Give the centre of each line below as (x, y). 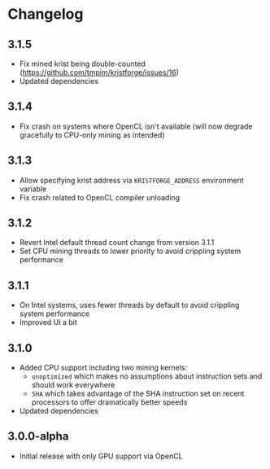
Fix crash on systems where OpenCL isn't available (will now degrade (136, 126)
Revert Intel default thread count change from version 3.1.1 (117, 243)
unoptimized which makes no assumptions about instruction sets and (147, 376)
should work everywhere (73, 385)
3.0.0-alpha (38, 436)
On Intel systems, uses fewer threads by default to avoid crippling (129, 305)
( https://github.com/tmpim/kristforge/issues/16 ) (99, 72)
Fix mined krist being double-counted (82, 64)
